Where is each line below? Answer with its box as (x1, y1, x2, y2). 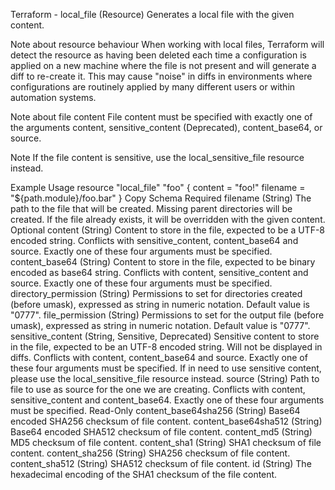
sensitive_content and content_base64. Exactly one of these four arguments (10, 394, 325, 406)
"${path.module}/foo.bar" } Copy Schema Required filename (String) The (10, 192, 312, 204)
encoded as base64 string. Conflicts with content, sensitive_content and (10, 267, 309, 278)
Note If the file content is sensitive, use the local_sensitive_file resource (10, 152, 305, 163)
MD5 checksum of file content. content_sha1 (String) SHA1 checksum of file (10, 437, 322, 448)
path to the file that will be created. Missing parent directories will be (10, 203, 293, 214)
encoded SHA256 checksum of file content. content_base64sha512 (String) (10, 415, 323, 427)
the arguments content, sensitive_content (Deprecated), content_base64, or (10, 122, 323, 133)
